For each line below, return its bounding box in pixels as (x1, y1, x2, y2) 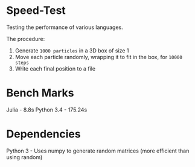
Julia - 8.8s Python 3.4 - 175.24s (6, 106, 88, 113)
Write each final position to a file (14, 65, 95, 72)
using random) (6, 153, 43, 160)
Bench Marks (6, 86, 74, 100)
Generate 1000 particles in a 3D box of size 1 (14, 46, 129, 54)
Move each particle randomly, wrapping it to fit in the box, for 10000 (14, 53, 183, 60)
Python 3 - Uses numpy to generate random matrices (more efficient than (6, 147, 190, 154)
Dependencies (6, 127, 81, 141)
